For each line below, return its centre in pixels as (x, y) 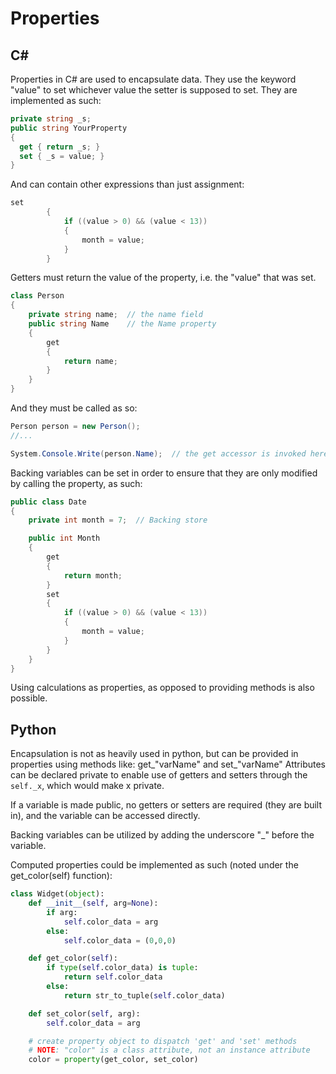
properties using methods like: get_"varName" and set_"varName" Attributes (168, 764)
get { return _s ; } (60, 147)
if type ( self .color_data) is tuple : (122, 968)
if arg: (62, 912)
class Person (37, 296)
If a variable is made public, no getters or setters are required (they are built (166, 805)
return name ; (90, 361)
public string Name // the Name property (122, 324)
